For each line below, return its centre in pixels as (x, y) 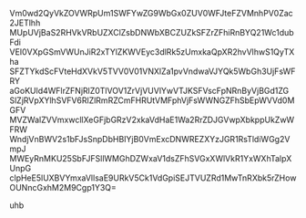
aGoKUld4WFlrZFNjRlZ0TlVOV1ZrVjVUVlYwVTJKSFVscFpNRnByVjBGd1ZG (149, 91)
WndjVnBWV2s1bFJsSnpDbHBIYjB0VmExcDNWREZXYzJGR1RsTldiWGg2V (150, 139)
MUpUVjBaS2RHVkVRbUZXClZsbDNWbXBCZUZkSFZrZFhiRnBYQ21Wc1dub (152, 32)
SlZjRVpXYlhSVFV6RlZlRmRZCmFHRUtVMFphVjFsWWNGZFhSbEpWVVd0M (152, 100)
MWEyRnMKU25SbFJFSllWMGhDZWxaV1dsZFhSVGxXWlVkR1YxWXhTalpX (151, 158)
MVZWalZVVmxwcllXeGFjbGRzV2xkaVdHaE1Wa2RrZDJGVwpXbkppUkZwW (152, 119)
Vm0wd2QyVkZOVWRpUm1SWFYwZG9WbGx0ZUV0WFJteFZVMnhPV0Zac (151, 13)
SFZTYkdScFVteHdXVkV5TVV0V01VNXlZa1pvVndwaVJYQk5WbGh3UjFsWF (153, 71)
